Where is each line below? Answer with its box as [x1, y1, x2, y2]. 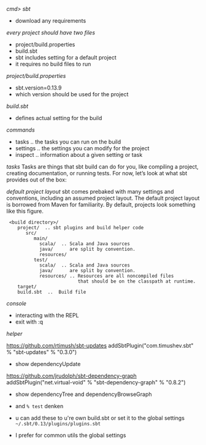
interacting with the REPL [15, 312, 79, 319]
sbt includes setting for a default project [15, 54, 116, 61]
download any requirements [15, 17, 86, 24]
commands [6, 126, 35, 134]
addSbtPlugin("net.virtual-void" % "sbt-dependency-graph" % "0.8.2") [6, 379, 186, 386]
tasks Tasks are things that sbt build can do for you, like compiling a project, [6, 163, 199, 170]
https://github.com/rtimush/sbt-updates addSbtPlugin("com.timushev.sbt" [6, 342, 194, 349]
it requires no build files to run [15, 61, 91, 67]
